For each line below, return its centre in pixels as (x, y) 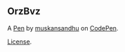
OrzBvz (24, 11)
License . (20, 42)
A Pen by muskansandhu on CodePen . (63, 28)
